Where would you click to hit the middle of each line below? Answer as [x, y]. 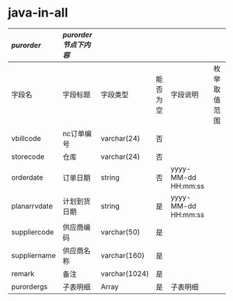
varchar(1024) [125, 273]
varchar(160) [122, 255]
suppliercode [33, 232]
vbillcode [26, 138]
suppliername [34, 255]
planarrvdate [32, 206]
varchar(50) [120, 232]
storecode [28, 156]
